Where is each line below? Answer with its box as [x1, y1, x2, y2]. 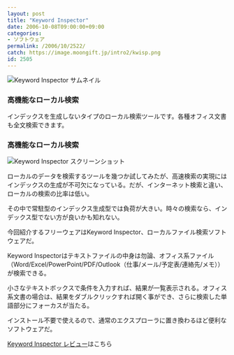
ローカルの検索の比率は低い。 [7, 189, 93, 198]
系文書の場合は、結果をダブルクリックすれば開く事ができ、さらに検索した [7, 293, 221, 301]
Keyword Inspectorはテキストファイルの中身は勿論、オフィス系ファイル [7, 252, 214, 260]
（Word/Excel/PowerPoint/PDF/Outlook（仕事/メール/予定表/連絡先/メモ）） [7, 260, 224, 269]
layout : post [7, 10, 45, 17]
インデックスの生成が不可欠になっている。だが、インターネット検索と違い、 [7, 181, 227, 189]
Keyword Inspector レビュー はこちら [7, 340, 112, 348]
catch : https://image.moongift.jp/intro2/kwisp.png [7, 50, 161, 57]
